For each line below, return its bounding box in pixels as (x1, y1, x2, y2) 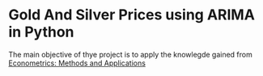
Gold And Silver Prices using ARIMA (8, 6, 255, 24)
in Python (8, 23, 74, 41)
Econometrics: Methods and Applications (8, 58, 146, 68)
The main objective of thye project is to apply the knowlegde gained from (8, 49, 253, 59)
